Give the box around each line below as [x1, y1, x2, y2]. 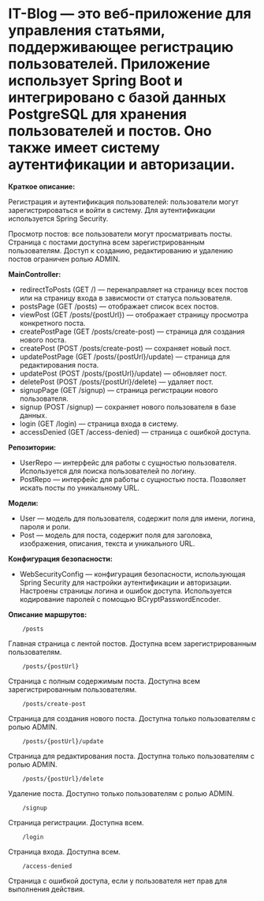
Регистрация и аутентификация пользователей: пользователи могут [8, 196, 239, 206]
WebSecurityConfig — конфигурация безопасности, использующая [19, 569, 246, 578]
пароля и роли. [19, 522, 71, 531]
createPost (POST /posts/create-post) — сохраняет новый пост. [19, 343, 232, 353]
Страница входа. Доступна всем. [8, 847, 121, 856]
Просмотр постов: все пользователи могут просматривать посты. [8, 229, 232, 238]
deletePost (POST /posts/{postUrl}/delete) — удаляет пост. [19, 376, 214, 387]
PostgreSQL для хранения [8, 106, 188, 123]
